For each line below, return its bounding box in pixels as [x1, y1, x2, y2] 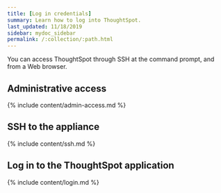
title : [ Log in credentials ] [7, 10, 92, 17]
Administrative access [7, 83, 106, 94]
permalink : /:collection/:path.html [7, 36, 113, 43]
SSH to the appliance [7, 121, 99, 133]
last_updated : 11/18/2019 [7, 23, 82, 30]
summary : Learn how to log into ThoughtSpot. [7, 17, 141, 24]
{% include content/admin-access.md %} [7, 101, 126, 109]
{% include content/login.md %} [7, 178, 99, 186]
